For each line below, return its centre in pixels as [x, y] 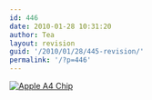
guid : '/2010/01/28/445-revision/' [77, 52]
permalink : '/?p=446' [51, 60]
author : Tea [32, 35]
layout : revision [42, 43]
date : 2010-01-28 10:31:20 [61, 26]
